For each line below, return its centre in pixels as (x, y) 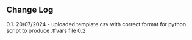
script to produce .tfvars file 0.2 (46, 30)
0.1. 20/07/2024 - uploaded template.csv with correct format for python (96, 24)
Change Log (30, 10)
